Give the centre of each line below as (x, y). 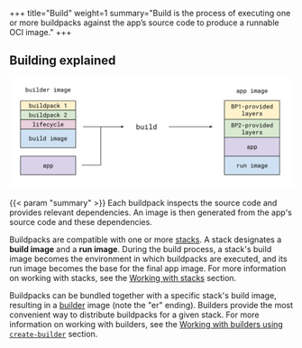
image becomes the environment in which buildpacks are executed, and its (148, 259)
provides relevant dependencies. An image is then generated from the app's (151, 212)
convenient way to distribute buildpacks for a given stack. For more (134, 315)
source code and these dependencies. (81, 221)
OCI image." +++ (41, 32)
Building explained (63, 61)
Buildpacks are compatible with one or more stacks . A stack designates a (146, 240)
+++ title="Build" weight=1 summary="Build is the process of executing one (150, 13)
